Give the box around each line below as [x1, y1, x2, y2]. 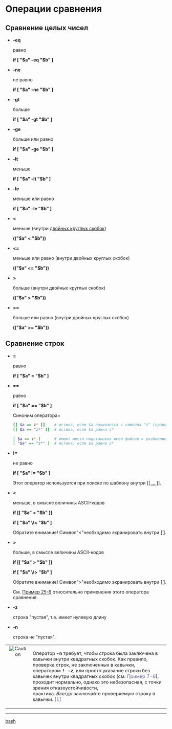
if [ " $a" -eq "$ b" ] [12, 57, 54, 63]
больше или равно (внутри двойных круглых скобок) [12, 315, 130, 320]
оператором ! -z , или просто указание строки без [32, 667, 150, 674]
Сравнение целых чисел [5, 24, 89, 32]
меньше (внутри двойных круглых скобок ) [12, 226, 106, 231]
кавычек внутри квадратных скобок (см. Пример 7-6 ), [32, 673, 159, 679]
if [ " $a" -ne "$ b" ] [12, 86, 54, 93]
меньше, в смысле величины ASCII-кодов [12, 500, 105, 506]
